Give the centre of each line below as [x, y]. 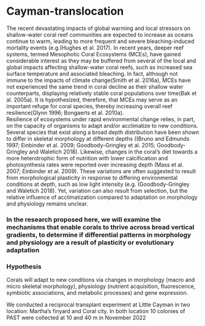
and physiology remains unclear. [47, 204]
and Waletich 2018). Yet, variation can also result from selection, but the [97, 190]
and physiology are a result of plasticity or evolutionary [90, 242]
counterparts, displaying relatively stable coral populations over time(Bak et [102, 93]
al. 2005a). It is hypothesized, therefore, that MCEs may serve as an [92, 100]
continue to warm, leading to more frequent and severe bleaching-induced [100, 41]
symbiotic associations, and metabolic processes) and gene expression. [97, 293]
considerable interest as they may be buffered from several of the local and [101, 61]
